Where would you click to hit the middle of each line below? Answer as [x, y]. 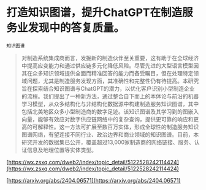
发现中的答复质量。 [76, 28]
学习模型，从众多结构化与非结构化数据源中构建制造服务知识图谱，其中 [110, 104]
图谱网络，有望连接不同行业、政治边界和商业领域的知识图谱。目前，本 [110, 134]
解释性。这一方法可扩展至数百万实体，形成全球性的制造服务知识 [118, 127]
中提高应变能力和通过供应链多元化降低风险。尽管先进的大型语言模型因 [110, 66]
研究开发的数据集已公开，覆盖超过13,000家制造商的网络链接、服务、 [108, 142]
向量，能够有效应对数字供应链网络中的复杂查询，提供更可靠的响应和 [107, 119]
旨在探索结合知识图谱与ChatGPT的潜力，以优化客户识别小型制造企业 [108, 88]
